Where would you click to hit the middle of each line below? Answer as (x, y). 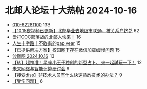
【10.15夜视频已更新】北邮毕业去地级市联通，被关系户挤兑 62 (76, 30)
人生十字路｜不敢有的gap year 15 (46, 43)
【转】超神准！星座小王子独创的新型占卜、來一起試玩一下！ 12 (77, 62)
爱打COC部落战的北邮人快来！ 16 (46, 37)
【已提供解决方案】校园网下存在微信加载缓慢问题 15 (66, 50)
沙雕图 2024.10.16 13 (33, 56)
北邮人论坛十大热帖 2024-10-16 (71, 10)
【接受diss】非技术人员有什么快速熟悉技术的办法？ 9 (67, 75)
